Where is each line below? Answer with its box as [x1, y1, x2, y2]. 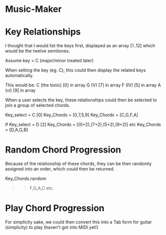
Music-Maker [5, 3, 62, 15]
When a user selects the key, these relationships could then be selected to [5, 97, 157, 103]
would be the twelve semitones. [5, 48, 70, 54]
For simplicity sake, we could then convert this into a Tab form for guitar [5, 219, 152, 225]
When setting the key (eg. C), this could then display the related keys [5, 67, 146, 73]
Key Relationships [5, 26, 81, 38]
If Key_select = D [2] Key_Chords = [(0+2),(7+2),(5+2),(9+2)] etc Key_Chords [5, 122, 161, 128]
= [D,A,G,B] [5, 127, 28, 133]
